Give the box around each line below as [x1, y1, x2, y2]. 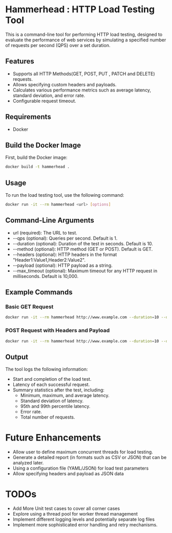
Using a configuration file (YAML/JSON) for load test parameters [12, 465, 149, 471]
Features [5, 57, 34, 66]
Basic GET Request [5, 303, 54, 310]
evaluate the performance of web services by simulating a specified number [5, 37, 166, 43]
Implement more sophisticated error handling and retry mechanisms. [12, 522, 158, 528]
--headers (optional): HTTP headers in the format [12, 251, 117, 258]
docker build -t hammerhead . [5, 165, 70, 170]
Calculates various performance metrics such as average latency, [12, 87, 152, 93]
